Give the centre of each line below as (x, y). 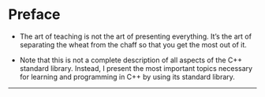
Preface (34, 15)
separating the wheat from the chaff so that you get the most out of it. (133, 44)
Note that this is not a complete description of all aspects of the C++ (131, 60)
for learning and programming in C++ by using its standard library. (127, 76)
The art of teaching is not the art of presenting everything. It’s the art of (136, 36)
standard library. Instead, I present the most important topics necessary (136, 68)
